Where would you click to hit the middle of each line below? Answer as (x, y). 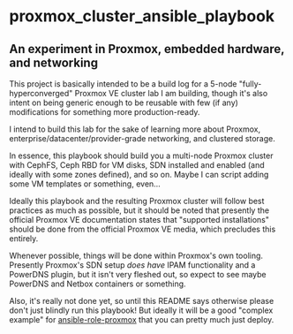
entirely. (24, 239)
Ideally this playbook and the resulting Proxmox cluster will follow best (137, 201)
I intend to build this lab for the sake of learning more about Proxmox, (135, 129)
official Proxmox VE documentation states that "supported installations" (139, 220)
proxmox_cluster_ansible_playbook (142, 16)
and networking (54, 62)
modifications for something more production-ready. (105, 112)
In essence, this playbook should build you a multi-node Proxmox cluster (141, 156)
